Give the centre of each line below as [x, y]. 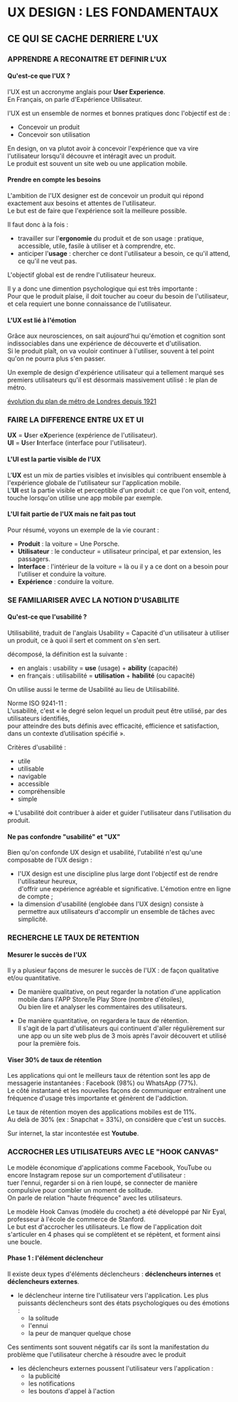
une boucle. [25, 1242]
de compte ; [35, 897]
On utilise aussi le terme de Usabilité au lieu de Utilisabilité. [93, 689]
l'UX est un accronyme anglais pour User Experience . [86, 92]
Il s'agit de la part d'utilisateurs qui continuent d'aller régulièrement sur [121, 1028]
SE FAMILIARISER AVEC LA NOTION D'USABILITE [93, 600]
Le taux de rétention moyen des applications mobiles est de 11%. [102, 1112]
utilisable [31, 768]
